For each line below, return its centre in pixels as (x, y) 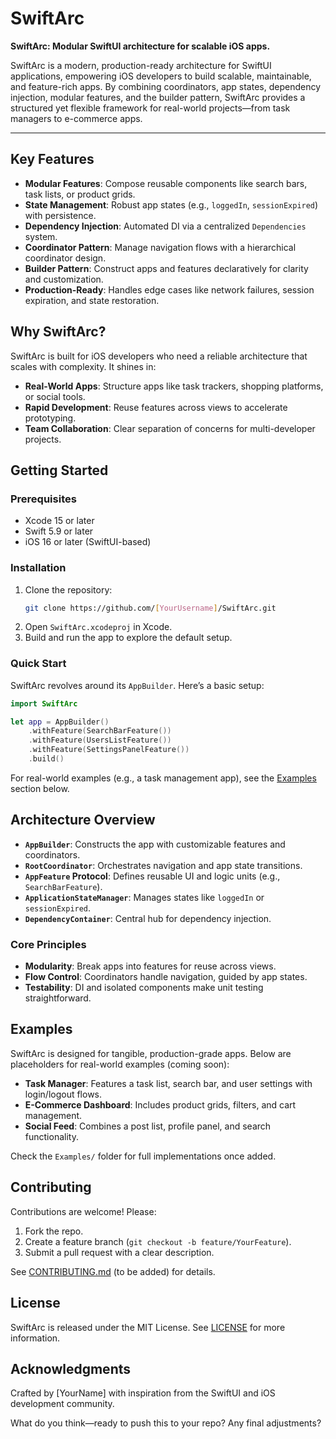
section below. (40, 788)
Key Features (52, 159)
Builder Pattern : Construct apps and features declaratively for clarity (166, 268)
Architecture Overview (83, 820)
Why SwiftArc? (58, 332)
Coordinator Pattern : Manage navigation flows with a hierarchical (160, 247)
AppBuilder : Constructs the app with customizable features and (155, 844)
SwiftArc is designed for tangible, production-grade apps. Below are (151, 1053)
